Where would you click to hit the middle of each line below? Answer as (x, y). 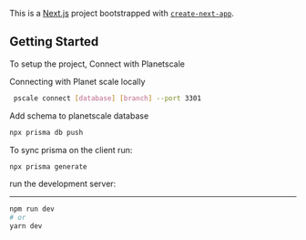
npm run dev (32, 209)
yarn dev (26, 226)
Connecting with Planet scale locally (77, 81)
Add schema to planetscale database (79, 115)
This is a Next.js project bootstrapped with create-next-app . (122, 13)
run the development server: (63, 184)
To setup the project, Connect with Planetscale (97, 64)
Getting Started (54, 42)
